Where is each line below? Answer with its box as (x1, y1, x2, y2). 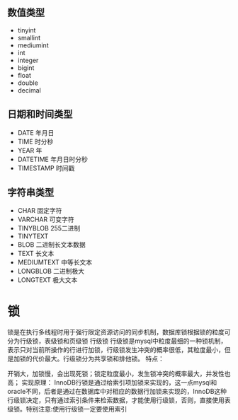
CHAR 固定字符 (17, 206, 62, 215)
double (17, 78, 39, 87)
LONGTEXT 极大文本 (17, 276, 78, 284)
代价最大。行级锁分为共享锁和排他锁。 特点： (31, 354, 164, 363)
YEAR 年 (17, 146, 42, 154)
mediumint (17, 41, 49, 49)
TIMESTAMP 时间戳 (17, 163, 75, 172)
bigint (17, 63, 35, 72)
